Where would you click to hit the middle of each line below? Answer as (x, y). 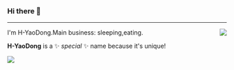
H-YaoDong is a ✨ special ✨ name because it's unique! (87, 46)
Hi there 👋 (24, 11)
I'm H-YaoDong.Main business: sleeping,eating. (75, 33)
